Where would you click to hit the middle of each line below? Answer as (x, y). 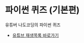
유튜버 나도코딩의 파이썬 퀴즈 (33, 25)
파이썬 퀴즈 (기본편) (42, 10)
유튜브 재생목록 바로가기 (36, 35)
